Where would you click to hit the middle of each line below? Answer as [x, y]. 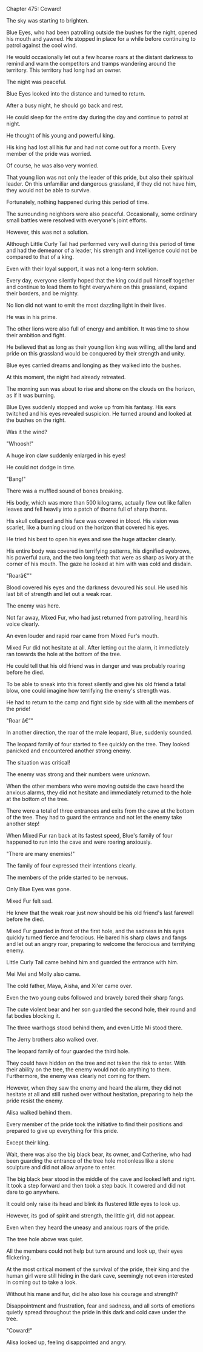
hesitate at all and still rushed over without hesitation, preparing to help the [100, 1094]
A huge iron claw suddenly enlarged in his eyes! [66, 455]
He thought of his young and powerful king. [61, 135]
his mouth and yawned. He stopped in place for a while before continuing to [101, 39]
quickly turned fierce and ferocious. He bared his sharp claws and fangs [96, 937]
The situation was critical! [38, 762]
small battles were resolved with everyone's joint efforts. [77, 220]
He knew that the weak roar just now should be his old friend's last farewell [100, 913]
